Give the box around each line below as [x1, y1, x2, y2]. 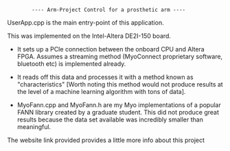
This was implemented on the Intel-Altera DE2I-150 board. [7, 32, 172, 40]
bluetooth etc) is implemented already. [16, 60, 126, 68]
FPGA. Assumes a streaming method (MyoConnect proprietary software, [16, 52, 223, 60]
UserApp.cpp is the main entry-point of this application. [7, 19, 164, 27]
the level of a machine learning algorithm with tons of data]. [16, 88, 186, 95]
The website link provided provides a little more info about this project [7, 136, 205, 144]
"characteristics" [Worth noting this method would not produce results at [16, 80, 223, 89]
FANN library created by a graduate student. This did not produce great [16, 108, 220, 116]
